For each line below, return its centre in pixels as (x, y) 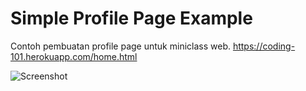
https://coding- (264, 46)
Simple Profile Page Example (131, 18)
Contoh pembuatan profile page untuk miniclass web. (120, 46)
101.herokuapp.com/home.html (74, 56)
